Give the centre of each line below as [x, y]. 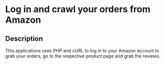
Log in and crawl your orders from [78, 9]
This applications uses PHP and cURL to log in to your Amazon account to [82, 51]
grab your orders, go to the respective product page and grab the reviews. [83, 56]
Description [24, 39]
